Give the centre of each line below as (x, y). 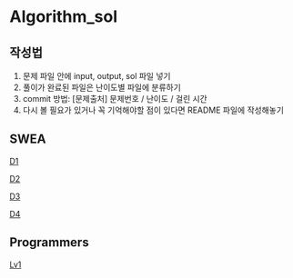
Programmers (49, 243)
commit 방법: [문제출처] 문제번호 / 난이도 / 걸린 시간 (115, 99)
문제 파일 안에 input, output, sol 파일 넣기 (96, 76)
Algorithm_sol (64, 17)
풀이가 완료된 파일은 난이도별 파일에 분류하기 (102, 87)
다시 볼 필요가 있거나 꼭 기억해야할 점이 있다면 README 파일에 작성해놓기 (153, 110)
